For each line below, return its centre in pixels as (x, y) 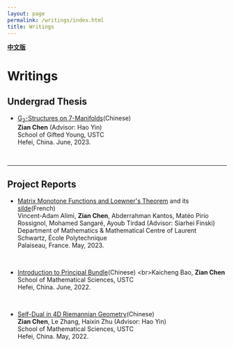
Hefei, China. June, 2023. (54, 142)
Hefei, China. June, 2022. (54, 287)
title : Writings (31, 26)
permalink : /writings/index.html (56, 20)
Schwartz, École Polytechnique (62, 238)
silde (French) (36, 208)
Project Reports (42, 184)
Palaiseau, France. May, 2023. (61, 245)
